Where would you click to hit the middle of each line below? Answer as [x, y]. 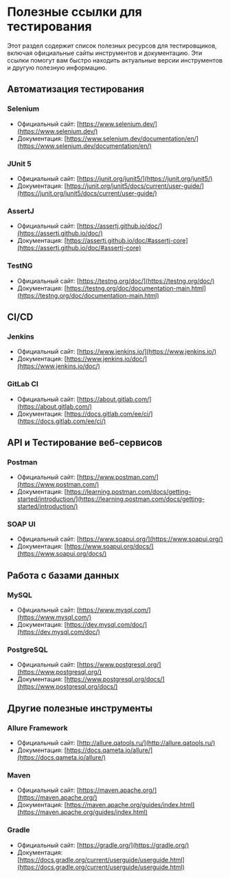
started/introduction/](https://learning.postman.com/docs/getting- [111, 499]
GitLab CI [23, 384]
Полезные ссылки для [74, 12]
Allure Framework [37, 728]
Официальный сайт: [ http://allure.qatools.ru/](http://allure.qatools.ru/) [116, 743]
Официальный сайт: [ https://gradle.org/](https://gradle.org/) [103, 845]
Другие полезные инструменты [80, 708]
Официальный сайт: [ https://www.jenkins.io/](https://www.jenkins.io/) [117, 352]
